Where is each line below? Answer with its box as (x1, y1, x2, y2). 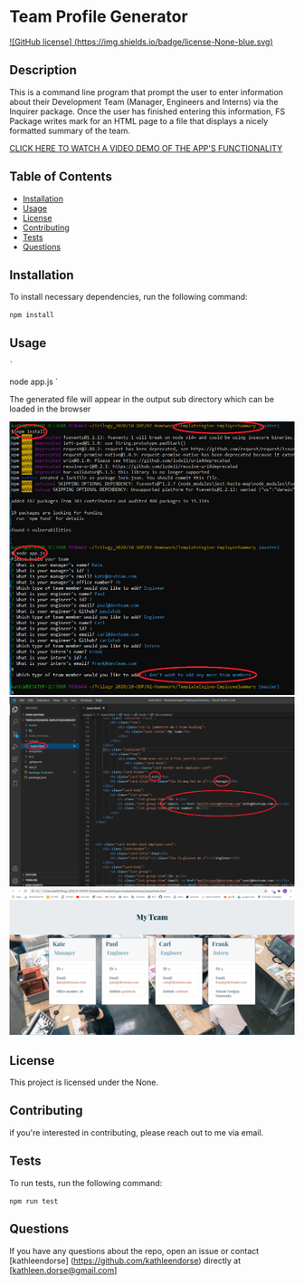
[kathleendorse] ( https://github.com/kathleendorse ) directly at (9, 1255, 242, 1266)
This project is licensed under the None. (9, 1077, 158, 1088)
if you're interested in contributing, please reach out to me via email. (9, 1126, 264, 1138)
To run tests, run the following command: (9, 1177, 163, 1188)
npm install (9, 311, 54, 320)
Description (9, 63, 77, 78)
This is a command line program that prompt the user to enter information (9, 86, 283, 97)
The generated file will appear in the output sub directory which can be (9, 394, 274, 405)
